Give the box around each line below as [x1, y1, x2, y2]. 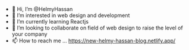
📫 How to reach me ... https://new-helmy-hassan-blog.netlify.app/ [11, 37, 176, 44]
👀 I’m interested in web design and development [11, 12, 130, 19]
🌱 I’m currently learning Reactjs [11, 18, 89, 25]
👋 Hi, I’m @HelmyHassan [11, 6, 73, 12]
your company [11, 31, 48, 38]
